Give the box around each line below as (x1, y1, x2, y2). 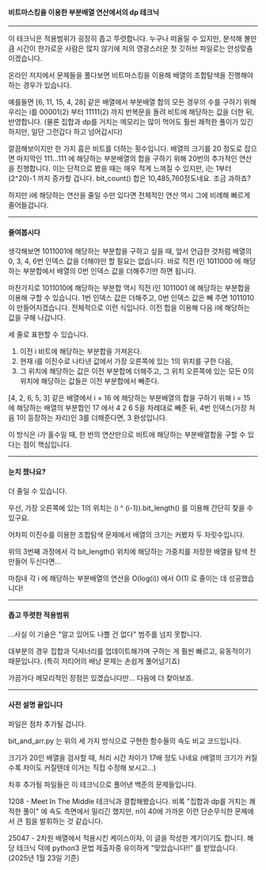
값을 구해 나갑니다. (8, 313, 66, 323)
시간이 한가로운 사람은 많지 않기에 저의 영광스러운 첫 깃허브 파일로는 (16, 44, 226, 53)
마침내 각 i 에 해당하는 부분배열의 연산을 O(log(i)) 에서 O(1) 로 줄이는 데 (8, 573, 227, 583)
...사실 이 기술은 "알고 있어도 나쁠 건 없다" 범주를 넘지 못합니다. (8, 629, 202, 638)
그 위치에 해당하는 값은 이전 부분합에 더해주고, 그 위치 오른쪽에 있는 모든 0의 (19, 366, 255, 376)
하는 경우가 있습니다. (8, 80, 72, 90)
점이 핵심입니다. (22, 440, 72, 450)
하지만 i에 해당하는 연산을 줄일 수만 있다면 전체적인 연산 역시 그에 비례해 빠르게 (8, 190, 251, 200)
